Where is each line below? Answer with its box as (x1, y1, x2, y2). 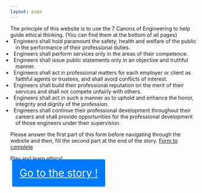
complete (10, 143, 34, 150)
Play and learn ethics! (10, 155, 63, 162)
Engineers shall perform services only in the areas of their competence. (14, 50, 188, 57)
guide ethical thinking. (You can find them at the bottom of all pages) (10, 31, 177, 38)
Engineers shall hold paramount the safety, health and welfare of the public (14, 37, 197, 44)
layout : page (10, 8, 43, 15)
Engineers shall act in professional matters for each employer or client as (14, 69, 191, 76)
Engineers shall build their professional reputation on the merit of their (14, 81, 184, 89)
